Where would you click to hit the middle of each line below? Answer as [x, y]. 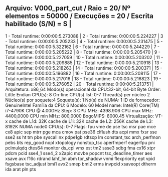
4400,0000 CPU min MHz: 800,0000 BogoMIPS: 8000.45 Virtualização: [80, 116]
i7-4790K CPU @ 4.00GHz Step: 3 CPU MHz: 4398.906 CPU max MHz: [79, 110]
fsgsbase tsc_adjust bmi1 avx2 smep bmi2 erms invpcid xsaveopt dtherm [81, 164]
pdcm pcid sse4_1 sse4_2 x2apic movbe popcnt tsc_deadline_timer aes [79, 153]
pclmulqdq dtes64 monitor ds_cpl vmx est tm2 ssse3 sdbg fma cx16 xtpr [80, 148]
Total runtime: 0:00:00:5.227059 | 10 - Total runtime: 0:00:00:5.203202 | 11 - [84, 57]
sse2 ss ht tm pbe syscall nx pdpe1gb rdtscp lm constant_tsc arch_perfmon [83, 137]
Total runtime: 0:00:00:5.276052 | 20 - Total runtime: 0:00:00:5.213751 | [79, 84]
